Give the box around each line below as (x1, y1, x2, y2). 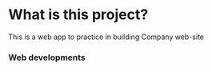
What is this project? (8, 6, 149, 24)
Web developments (8, 52, 86, 63)
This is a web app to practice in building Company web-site (8, 32, 204, 41)
